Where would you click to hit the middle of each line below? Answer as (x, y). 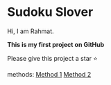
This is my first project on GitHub (56, 44)
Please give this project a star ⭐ (53, 58)
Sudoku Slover (50, 12)
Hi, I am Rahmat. (31, 31)
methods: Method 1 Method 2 (49, 74)
